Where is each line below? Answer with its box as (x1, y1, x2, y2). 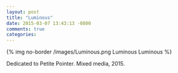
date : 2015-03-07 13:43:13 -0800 (6, 20, 91, 26)
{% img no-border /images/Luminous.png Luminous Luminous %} (6, 48, 173, 55)
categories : (6, 32, 37, 38)
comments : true (6, 26, 45, 32)
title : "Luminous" (6, 15, 53, 21)
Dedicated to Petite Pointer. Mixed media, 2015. (6, 60, 125, 68)
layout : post (6, 9, 40, 15)
